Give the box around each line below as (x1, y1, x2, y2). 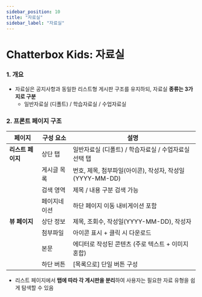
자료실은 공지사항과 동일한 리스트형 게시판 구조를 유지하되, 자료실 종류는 (14, 85, 184, 92)
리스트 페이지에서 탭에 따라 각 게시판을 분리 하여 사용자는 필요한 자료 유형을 (14, 277, 189, 284)
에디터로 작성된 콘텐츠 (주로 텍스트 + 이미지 (73, 240, 189, 248)
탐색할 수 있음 (21, 284, 54, 292)
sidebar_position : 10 (6, 8, 61, 15)
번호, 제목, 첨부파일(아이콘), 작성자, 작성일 (73, 166, 185, 175)
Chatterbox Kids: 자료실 (6, 47, 125, 61)
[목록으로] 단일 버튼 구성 (73, 260, 138, 269)
